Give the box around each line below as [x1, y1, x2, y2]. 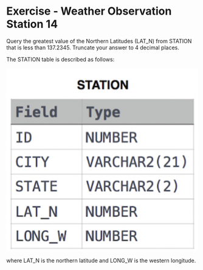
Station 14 [6, 17, 58, 31]
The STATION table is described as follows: [6, 55, 115, 63]
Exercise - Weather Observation [6, 4, 172, 18]
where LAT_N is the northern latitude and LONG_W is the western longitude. [6, 257, 196, 265]
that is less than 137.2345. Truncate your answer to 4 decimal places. [6, 44, 179, 51]
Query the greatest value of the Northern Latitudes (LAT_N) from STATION [6, 37, 192, 44]
